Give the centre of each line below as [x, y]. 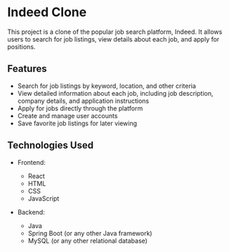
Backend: [31, 212]
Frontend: [31, 162]
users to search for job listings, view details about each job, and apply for [113, 39]
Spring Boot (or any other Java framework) [90, 233]
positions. [21, 46]
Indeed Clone [47, 12]
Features [27, 69]
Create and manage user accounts [67, 115]
